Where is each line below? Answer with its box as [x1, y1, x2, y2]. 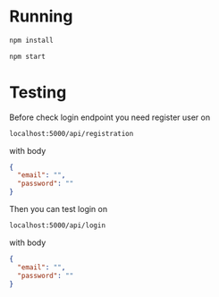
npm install [9, 36, 54, 45]
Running [9, 6, 73, 27]
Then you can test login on [9, 204, 108, 214]
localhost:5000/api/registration [9, 129, 134, 138]
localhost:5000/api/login [9, 221, 105, 230]
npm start [9, 52, 46, 61]
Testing [9, 82, 67, 102]
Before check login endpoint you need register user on [9, 112, 211, 123]
